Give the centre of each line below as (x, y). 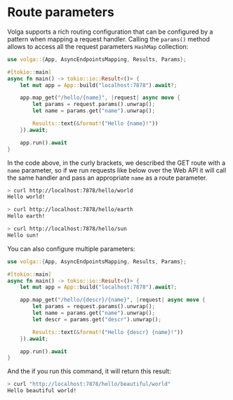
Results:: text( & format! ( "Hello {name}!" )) (95, 124)
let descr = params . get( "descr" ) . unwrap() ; (97, 319)
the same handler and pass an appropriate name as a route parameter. (107, 178)
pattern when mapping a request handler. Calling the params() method (109, 39)
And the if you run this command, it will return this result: (89, 371)
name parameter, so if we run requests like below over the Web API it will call (117, 170)
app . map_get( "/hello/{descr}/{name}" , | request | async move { (113, 300)
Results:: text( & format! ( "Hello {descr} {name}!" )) (108, 332)
